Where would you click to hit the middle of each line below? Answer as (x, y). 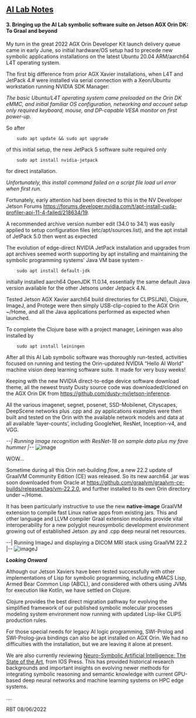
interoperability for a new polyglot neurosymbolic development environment (97, 525)
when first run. (24, 188)
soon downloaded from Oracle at (46, 482)
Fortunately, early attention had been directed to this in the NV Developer (94, 200)
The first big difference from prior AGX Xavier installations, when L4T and (94, 74)
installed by (20, 335)
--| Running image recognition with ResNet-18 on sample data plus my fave (97, 441)
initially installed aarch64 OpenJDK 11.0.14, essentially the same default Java (98, 281)
